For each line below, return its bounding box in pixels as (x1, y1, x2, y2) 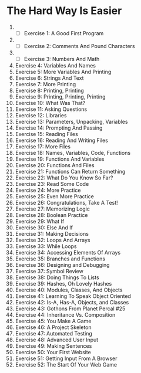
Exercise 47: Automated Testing (15, 330, 93, 337)
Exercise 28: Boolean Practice (15, 212, 88, 219)
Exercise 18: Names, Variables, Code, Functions (15, 150, 131, 157)
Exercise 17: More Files (15, 143, 71, 150)
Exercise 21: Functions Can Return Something (15, 168, 126, 175)
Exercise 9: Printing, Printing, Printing (15, 93, 106, 100)
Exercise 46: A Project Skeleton (15, 324, 92, 331)
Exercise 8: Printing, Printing (15, 87, 84, 94)
